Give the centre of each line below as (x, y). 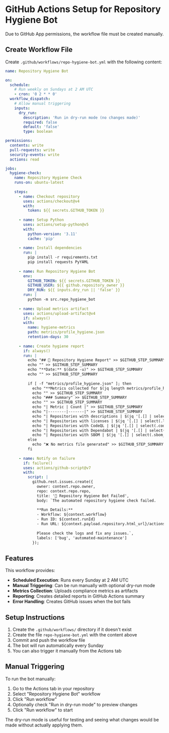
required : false (40, 122)
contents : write (27, 145)
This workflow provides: (30, 571)
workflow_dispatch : (30, 99)
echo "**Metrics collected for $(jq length (78, 388)
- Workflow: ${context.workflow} (72, 515)
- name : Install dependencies (50, 248)
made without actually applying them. (44, 725)
